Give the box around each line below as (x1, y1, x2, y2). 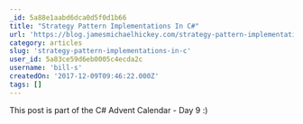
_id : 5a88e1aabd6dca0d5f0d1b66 (9, 13, 127, 22)
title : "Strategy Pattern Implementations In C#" (9, 22, 200, 31)
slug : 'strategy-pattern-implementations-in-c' (9, 47, 192, 56)
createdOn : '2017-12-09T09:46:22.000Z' (9, 72, 160, 81)
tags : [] (9, 80, 42, 89)
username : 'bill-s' (9, 64, 83, 73)
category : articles (9, 38, 83, 48)
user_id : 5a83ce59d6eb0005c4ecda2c (9, 55, 143, 64)
